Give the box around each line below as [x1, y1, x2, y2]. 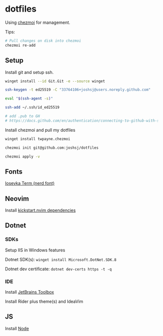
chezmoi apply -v [5, 154, 40, 159]
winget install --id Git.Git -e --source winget [5, 79, 105, 84]
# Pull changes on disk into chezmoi [5, 38, 81, 43]
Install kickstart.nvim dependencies [5, 208, 76, 213]
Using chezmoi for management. [5, 19, 70, 25]
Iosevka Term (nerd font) [5, 180, 55, 186]
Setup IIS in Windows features [5, 247, 65, 253]
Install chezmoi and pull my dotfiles [5, 127, 76, 133]
